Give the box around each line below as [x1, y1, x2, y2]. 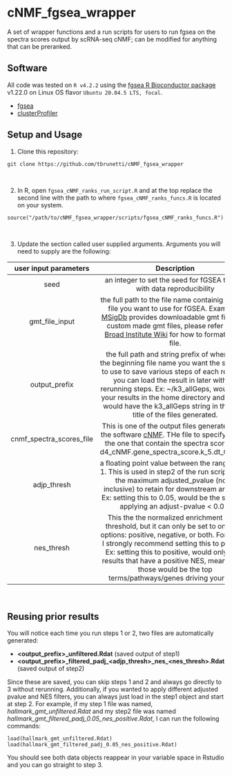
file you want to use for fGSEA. [108, 303, 208, 313]
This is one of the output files [101, 421, 197, 430]
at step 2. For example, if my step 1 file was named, [7, 700, 153, 708]
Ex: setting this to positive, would [105, 547, 212, 557]
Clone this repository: [17, 147, 79, 155]
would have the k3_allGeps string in [103, 401, 219, 410]
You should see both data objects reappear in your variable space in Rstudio [7, 753, 224, 761]
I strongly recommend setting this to [102, 538, 220, 548]
